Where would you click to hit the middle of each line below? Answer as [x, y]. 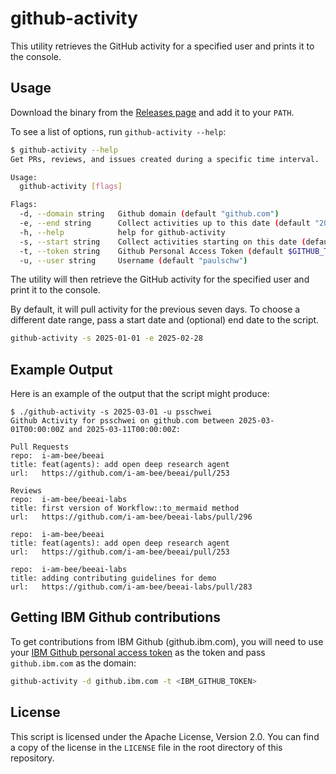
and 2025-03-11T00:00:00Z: [125, 430]
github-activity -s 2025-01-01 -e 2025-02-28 [106, 338]
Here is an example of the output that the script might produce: [140, 394]
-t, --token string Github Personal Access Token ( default [151, 251]
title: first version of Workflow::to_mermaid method [125, 508]
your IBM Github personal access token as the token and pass [138, 652]
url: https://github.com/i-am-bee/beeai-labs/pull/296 [131, 517]
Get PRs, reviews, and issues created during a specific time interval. [165, 159]
